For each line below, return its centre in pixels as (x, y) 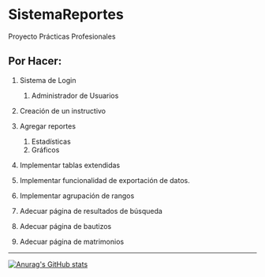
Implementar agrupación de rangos (77, 196)
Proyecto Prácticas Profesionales (62, 36)
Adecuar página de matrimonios (72, 241)
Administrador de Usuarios (75, 95)
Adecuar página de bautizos (65, 226)
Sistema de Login (48, 80)
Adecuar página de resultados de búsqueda (91, 211)
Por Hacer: (35, 61)
